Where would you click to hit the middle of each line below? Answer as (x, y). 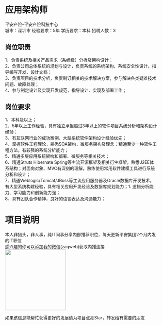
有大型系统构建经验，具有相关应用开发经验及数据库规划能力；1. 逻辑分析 (77, 186)
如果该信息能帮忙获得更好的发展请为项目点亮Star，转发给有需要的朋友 (75, 317)
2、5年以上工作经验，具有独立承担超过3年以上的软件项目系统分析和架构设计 (81, 126)
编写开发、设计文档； (30, 72)
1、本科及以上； (21, 120)
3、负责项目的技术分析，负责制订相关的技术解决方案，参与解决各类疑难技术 (81, 78)
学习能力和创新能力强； (37, 192)
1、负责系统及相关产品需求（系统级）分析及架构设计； (59, 60)
